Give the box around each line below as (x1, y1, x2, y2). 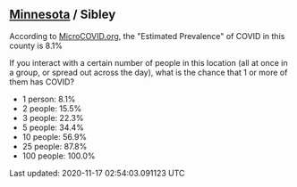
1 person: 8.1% (21, 93, 76, 104)
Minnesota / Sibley (9, 7, 116, 22)
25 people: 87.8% (21, 141, 88, 151)
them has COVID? (9, 76, 74, 87)
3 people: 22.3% (21, 112, 84, 123)
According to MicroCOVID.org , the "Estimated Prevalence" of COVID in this (9, 30, 285, 41)
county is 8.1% (9, 40, 63, 51)
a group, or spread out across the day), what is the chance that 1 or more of (9, 67, 288, 77)
